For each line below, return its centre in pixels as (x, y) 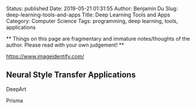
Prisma (15, 100)
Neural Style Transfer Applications (71, 75)
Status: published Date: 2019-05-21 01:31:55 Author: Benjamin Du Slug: (92, 9)
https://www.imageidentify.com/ (45, 56)
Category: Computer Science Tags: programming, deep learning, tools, (92, 21)
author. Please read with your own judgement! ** (65, 45)
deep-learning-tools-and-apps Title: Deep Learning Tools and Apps (88, 15)
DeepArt (16, 89)
